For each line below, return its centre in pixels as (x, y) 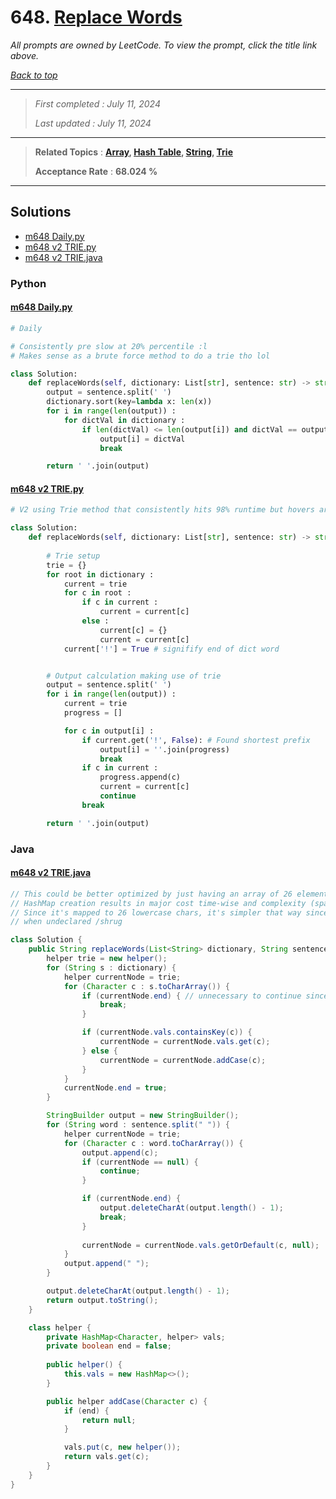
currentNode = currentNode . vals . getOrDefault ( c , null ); (200, 1245)
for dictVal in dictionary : (124, 420)
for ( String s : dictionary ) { (111, 967)
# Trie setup (73, 556)
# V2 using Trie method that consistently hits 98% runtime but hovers (162, 510)
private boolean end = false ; (109, 1346)
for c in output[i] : (109, 731)
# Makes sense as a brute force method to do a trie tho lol (140, 356)
